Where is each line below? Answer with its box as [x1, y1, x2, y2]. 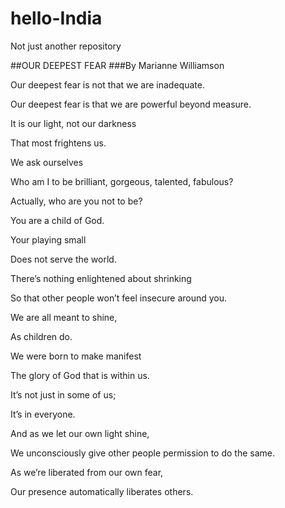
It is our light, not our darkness [10, 117, 137, 129]
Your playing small [10, 233, 87, 246]
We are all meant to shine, [10, 311, 118, 323]
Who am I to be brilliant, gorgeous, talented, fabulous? [10, 175, 234, 187]
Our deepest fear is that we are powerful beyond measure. [10, 98, 252, 110]
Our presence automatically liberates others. [10, 485, 194, 497]
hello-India [10, 7, 103, 30]
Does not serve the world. [10, 253, 117, 265]
